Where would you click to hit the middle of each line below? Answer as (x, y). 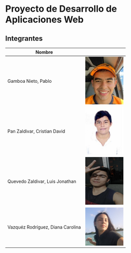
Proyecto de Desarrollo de (61, 9)
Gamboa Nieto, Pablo (29, 81)
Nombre (44, 52)
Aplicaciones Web (44, 20)
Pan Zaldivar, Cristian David (36, 131)
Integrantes (24, 38)
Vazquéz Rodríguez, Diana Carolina (44, 227)
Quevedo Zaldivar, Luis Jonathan (42, 181)
